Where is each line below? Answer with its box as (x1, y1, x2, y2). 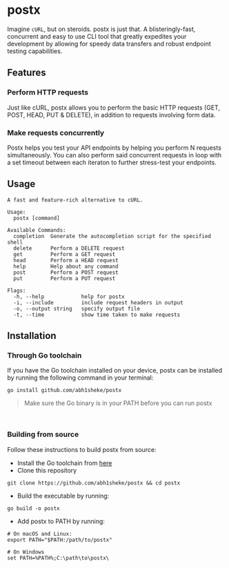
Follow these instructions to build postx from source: (7, 445, 157, 453)
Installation (7, 330, 57, 342)
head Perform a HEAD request (13, 257, 119, 264)
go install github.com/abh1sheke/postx (7, 387, 122, 394)
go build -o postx (7, 505, 60, 512)
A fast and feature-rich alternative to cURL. (7, 196, 143, 204)
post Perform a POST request (13, 268, 119, 276)
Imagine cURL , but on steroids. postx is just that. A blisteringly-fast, (7, 25, 196, 33)
